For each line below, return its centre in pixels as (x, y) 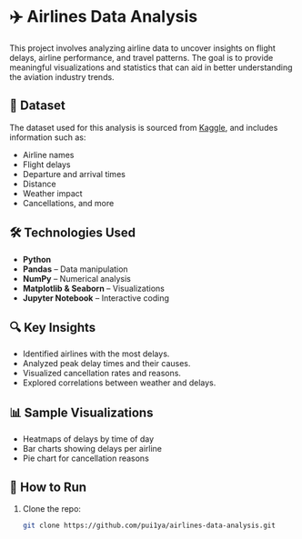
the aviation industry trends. (62, 76)
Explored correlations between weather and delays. (119, 383)
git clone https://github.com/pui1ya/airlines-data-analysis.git (149, 525)
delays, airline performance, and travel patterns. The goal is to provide (141, 57)
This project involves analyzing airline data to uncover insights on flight (142, 48)
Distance (39, 184)
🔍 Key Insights (53, 327)
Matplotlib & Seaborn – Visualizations (94, 288)
